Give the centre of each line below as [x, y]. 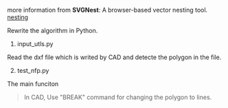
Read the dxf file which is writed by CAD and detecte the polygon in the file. [114, 57]
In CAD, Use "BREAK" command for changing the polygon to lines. [118, 97]
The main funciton [33, 84]
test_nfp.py [33, 71]
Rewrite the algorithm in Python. [53, 31]
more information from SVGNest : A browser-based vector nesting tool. [107, 10]
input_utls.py [35, 44]
